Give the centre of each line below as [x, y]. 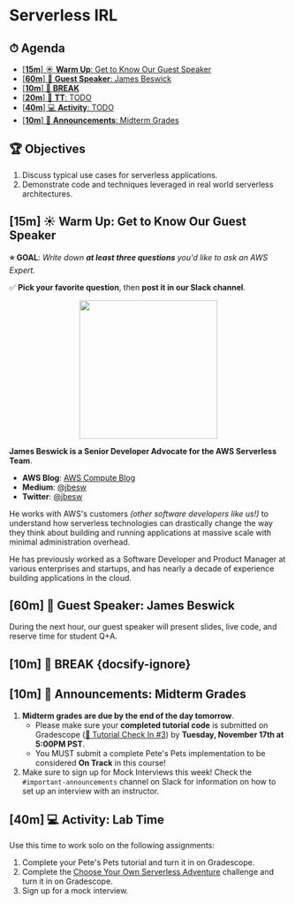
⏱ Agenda [37, 48]
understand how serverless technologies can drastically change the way [141, 522]
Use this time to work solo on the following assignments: [112, 846]
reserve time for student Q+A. [63, 636]
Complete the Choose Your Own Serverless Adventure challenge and [147, 872]
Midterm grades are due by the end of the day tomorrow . [128, 715]
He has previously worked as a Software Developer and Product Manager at [147, 559]
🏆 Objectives [48, 149]
